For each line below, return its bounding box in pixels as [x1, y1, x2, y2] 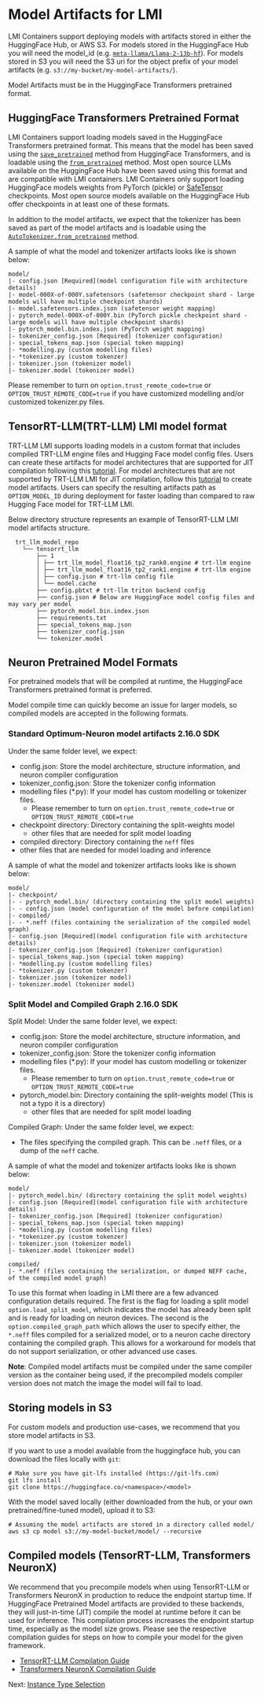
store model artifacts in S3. [8, 1430, 96, 1440]
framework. [8, 1640, 46, 1650]
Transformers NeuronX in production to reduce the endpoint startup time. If [8, 1590, 253, 1599]
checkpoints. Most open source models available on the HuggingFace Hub [8, 190, 250, 200]
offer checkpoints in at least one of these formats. [8, 199, 170, 209]
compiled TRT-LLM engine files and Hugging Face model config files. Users [8, 449, 254, 458]
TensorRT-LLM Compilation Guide [19, 1655, 130, 1666]
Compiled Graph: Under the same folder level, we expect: [8, 1122, 194, 1131]
